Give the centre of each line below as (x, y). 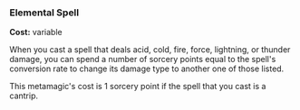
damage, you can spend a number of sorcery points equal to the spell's (143, 60)
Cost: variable (36, 32)
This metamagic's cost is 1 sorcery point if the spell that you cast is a (138, 87)
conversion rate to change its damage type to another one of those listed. (147, 69)
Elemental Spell (44, 13)
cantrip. (24, 96)
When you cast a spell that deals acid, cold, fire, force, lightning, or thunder (150, 50)
